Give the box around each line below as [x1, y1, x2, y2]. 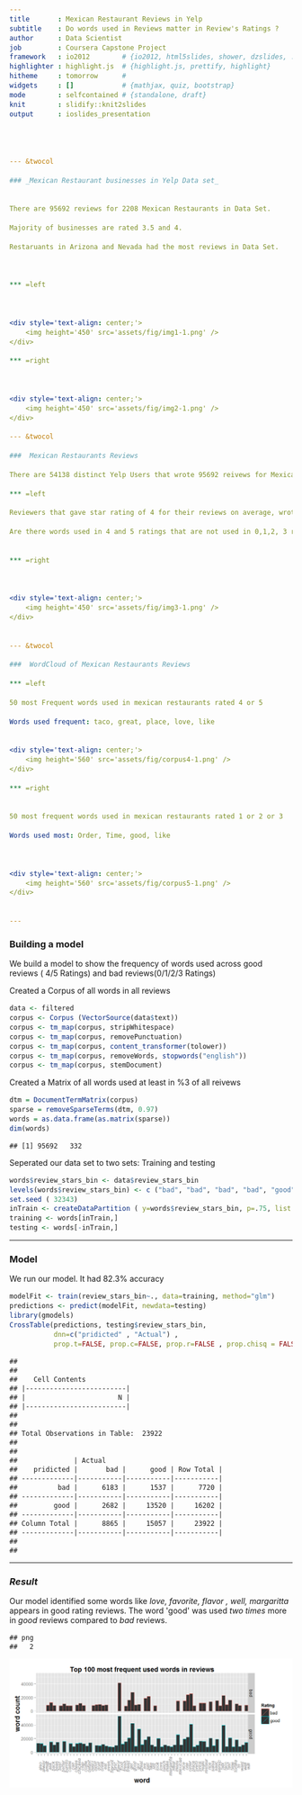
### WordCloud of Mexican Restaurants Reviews [9, 660, 191, 670]
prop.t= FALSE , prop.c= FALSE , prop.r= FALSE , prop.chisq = [53, 1339, 276, 1349]
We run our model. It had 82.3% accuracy [9, 1274, 164, 1285]
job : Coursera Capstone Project [9, 43, 167, 52]
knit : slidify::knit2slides [9, 100, 147, 109]
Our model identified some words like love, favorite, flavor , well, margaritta [9, 1595, 289, 1606]
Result [9, 1575, 39, 1588]
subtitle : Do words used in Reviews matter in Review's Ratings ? [9, 23, 280, 33]
